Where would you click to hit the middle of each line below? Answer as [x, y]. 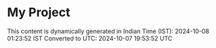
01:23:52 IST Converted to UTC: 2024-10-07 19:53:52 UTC [90, 38]
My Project [39, 13]
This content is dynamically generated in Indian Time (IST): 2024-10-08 [108, 31]
